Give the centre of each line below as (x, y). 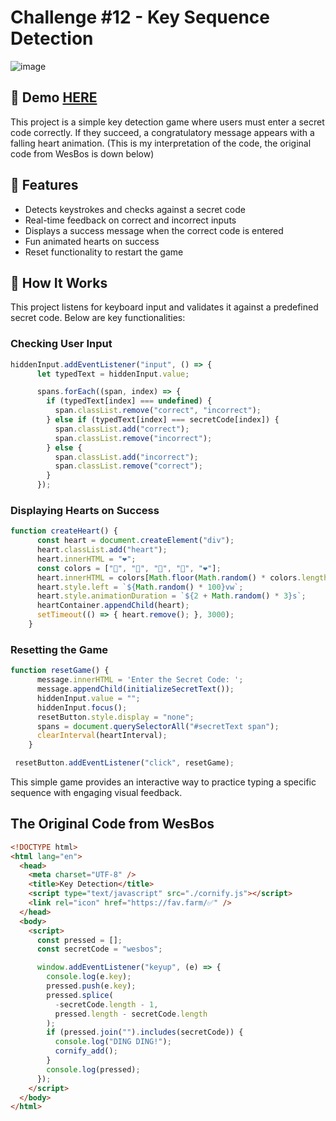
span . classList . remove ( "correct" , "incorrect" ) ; (158, 411)
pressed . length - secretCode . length (131, 1014)
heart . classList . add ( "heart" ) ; (102, 550)
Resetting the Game (59, 649)
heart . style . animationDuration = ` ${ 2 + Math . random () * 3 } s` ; (171, 596)
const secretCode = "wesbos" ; (99, 949)
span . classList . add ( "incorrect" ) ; (126, 457)
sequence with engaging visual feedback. (96, 793)
